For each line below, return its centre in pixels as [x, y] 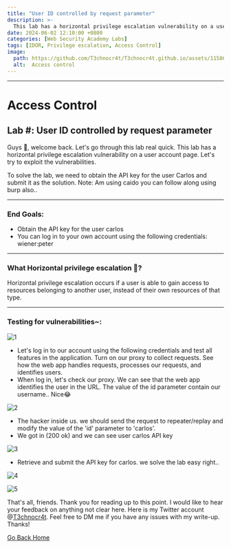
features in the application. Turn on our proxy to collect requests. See [115, 357]
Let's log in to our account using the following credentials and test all [114, 350]
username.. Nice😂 [44, 394]
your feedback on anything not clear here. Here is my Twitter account [106, 509]
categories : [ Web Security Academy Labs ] [67, 39]
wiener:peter [35, 243]
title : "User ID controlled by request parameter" [81, 13]
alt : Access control [44, 65]
